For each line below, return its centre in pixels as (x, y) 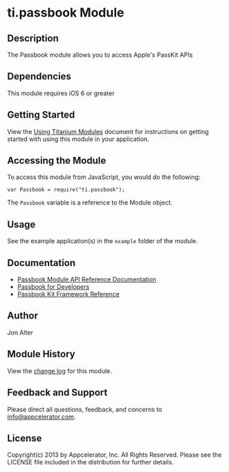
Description (33, 38)
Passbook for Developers (53, 287)
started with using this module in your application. (79, 139)
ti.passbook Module (66, 13)
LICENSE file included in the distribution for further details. (91, 462)
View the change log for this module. (59, 370)
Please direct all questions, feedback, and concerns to (85, 409)
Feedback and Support (57, 393)
